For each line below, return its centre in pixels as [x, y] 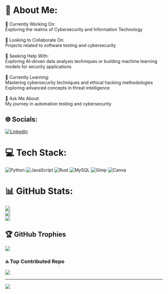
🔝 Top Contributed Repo [35, 261]
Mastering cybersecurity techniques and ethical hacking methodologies [79, 82]
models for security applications [38, 66]
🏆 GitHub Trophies [36, 234]
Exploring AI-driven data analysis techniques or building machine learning [81, 61]
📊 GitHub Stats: [39, 191]
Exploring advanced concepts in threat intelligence [57, 87]
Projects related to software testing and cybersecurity [61, 45]
